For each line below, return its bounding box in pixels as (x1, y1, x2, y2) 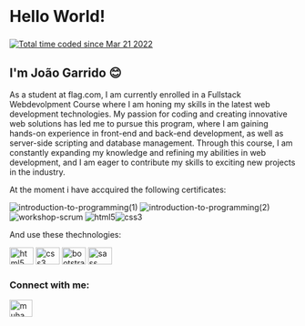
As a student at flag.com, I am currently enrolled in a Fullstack (9, 88, 241, 100)
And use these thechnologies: (9, 229, 122, 239)
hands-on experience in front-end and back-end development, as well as (9, 127, 284, 138)
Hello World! (9, 6, 106, 27)
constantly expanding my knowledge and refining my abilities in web (9, 147, 267, 158)
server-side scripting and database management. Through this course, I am (9, 138, 293, 148)
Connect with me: (9, 279, 90, 291)
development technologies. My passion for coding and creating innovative (9, 108, 289, 119)
